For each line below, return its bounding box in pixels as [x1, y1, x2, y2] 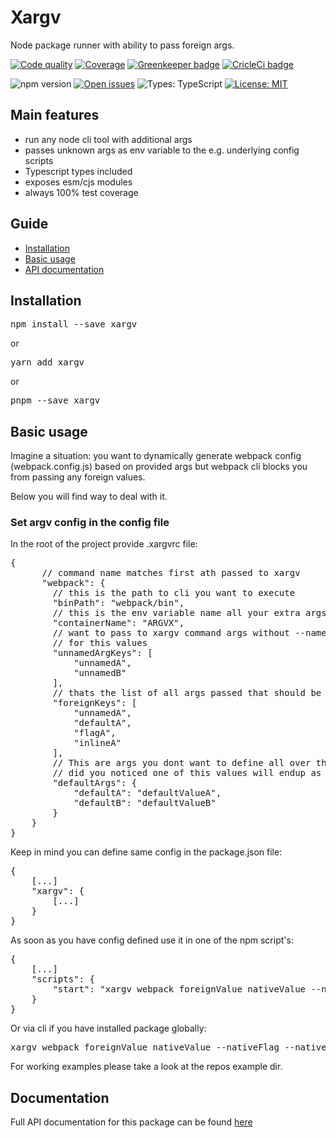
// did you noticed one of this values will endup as [52, 767, 322, 779]
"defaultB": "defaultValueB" [73, 797, 217, 809]
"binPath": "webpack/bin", [52, 597, 185, 609]
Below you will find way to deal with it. [10, 491, 168, 503]
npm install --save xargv [10, 319, 138, 330]
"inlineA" [73, 737, 122, 749]
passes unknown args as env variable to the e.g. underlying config [24, 144, 300, 156]
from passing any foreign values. [10, 471, 146, 483]
